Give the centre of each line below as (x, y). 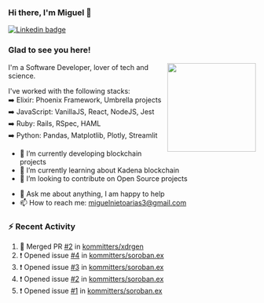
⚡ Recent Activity (42, 226)
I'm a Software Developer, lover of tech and (79, 67)
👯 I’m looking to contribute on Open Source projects (103, 178)
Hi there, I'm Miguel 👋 (50, 13)
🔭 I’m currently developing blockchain (81, 153)
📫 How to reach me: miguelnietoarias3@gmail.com (103, 202)
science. (22, 76)
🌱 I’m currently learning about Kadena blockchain (99, 170)
